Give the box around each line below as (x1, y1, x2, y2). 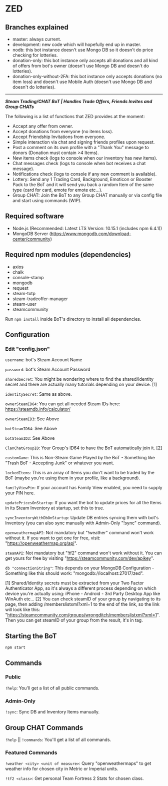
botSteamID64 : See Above (5, 426, 57, 432)
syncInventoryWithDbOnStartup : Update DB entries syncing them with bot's (5, 515, 159, 521)
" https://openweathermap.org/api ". (5, 540, 77, 546)
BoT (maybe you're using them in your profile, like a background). (5, 475, 140, 481)
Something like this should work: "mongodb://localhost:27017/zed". (5, 570, 144, 576)
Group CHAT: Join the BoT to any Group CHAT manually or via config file (12, 192, 162, 198)
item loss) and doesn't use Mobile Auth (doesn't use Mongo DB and (12, 79, 152, 85)
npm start (5, 645, 26, 650)
